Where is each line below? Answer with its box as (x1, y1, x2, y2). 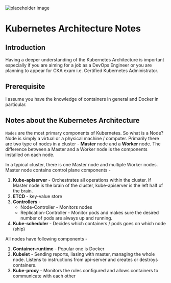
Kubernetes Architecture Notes (5, 23, 141, 34)
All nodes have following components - (5, 235, 88, 242)
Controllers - (12, 199, 41, 205)
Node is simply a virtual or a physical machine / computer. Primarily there (5, 135, 159, 141)
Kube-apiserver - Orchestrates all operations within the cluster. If (12, 177, 152, 183)
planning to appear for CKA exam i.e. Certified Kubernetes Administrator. (5, 68, 159, 74)
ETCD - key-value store (12, 193, 62, 199)
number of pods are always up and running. (20, 215, 113, 221)
